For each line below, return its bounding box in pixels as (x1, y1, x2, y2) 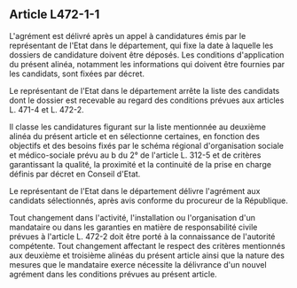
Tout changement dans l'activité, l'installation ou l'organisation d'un (9, 212, 255, 222)
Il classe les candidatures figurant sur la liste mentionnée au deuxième (9, 121, 266, 132)
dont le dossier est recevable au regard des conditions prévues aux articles (9, 95, 285, 105)
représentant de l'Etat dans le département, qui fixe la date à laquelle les (9, 40, 274, 51)
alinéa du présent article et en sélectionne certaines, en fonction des (9, 130, 260, 141)
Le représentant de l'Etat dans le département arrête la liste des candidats (9, 85, 280, 96)
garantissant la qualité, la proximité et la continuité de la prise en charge (9, 159, 272, 169)
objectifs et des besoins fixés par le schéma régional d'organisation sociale (9, 140, 285, 151)
